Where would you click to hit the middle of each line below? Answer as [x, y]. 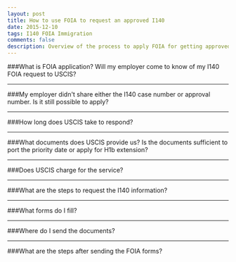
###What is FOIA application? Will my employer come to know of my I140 [113, 67]
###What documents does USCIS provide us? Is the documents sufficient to [118, 142]
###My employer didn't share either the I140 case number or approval [109, 94]
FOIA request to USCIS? [42, 74]
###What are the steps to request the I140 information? [87, 190]
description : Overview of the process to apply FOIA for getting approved [119, 46]
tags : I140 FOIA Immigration [50, 33]
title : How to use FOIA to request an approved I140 [86, 20]
